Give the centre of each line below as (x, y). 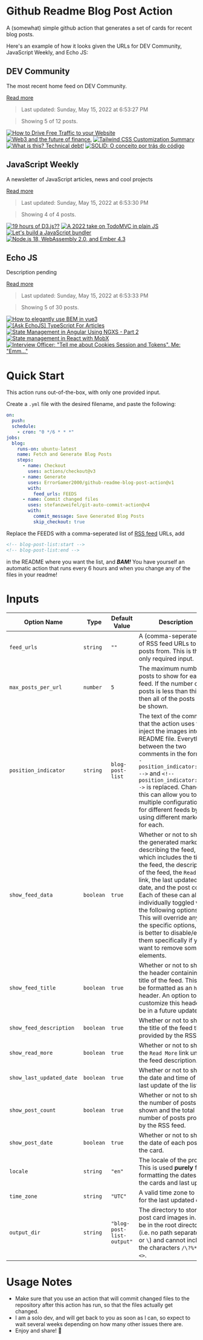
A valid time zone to (167, 1193)
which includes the (165, 857)
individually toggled (166, 903)
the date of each (162, 1142)
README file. (157, 738)
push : (19, 421)
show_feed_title (33, 988)
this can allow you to (168, 794)
